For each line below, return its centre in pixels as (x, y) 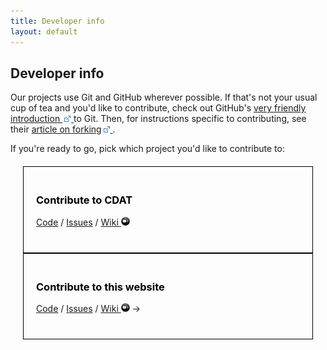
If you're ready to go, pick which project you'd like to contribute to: (147, 149)
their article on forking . (63, 129)
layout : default (44, 31)
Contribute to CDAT (84, 200)
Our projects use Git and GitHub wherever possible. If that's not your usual (164, 97)
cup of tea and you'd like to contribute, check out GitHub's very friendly (158, 108)
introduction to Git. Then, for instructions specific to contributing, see (158, 119)
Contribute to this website (100, 287)
